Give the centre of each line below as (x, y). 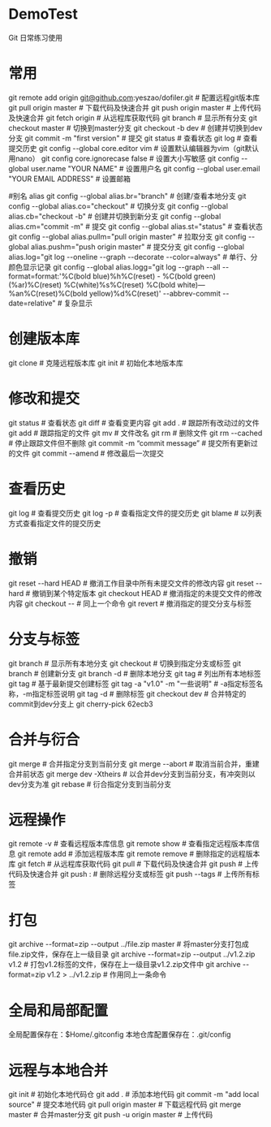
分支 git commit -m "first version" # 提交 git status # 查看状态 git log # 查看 (133, 138)
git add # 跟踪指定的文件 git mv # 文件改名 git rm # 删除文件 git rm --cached (135, 433)
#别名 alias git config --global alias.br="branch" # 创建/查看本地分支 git (127, 196)
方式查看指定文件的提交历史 (55, 523)
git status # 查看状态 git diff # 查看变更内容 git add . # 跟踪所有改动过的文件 (134, 422)
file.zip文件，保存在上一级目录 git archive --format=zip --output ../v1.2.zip (132, 954)
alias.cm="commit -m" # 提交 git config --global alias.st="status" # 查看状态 (135, 226)
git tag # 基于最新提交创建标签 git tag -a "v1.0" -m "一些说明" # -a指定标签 (132, 684)
